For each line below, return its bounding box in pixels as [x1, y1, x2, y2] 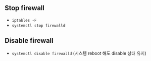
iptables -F [11, 18, 37, 23]
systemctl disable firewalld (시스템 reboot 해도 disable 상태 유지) [11, 50, 147, 56]
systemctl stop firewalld [11, 23, 65, 28]
